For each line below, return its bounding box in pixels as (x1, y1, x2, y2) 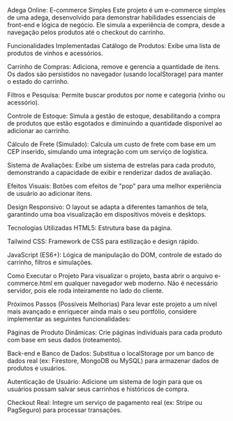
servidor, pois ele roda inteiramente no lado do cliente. (7, 286, 164, 295)
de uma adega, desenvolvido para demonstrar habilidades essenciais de (7, 13, 216, 22)
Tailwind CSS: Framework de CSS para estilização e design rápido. (7, 237, 200, 245)
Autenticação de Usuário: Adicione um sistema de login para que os (7, 378, 203, 385)
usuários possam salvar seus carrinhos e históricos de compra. (7, 385, 190, 393)
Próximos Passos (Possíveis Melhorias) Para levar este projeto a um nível (7, 300, 218, 308)
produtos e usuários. (7, 364, 67, 372)
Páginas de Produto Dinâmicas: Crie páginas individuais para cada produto (7, 328, 223, 337)
